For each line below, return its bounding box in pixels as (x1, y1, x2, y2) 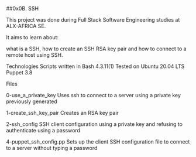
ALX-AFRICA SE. (6, 23, 46, 29)
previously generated (6, 98, 57, 105)
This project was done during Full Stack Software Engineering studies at (6, 16, 180, 23)
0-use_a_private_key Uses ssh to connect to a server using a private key (6, 92, 181, 98)
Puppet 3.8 (6, 69, 33, 76)
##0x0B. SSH (6, 5, 39, 12)
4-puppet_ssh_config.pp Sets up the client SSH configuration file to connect (6, 138, 190, 145)
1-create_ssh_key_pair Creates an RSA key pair (6, 110, 119, 116)
